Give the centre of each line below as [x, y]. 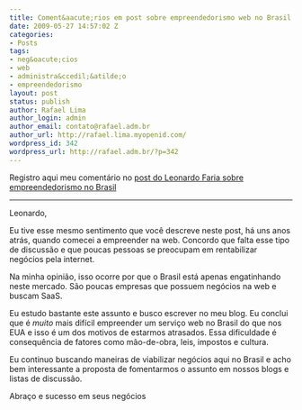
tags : [19, 51]
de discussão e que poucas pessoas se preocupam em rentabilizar [133, 250]
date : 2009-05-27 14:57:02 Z [64, 26]
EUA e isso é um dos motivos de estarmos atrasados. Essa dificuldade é [143, 332]
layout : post [34, 93]
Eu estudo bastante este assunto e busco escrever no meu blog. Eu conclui [149, 313]
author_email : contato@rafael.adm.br [80, 127]
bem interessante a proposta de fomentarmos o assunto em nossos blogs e [149, 369]
